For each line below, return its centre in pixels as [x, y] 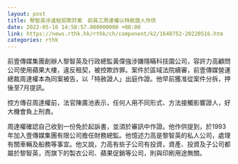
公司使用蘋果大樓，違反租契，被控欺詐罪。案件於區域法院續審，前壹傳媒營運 [119, 70]
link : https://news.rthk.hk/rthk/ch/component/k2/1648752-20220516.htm [115, 34]
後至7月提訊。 [28, 88]
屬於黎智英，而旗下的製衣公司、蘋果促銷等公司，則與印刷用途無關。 [107, 153]
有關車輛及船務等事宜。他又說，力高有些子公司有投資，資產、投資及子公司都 [119, 144]
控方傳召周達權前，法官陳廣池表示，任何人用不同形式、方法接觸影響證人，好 [119, 102]
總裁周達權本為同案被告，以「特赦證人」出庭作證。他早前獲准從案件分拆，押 [119, 79]
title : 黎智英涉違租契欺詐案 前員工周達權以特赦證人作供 [82, 20]
